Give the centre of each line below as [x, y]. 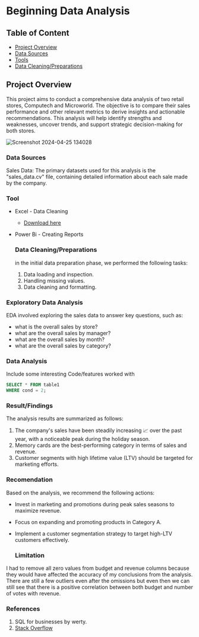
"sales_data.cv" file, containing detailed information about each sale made [97, 177]
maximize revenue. [38, 510]
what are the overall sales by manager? [63, 333]
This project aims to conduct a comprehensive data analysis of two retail [95, 99]
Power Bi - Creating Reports [49, 234]
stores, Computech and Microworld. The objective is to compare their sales [98, 105]
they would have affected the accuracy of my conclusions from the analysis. [99, 574]
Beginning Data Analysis [68, 11]
